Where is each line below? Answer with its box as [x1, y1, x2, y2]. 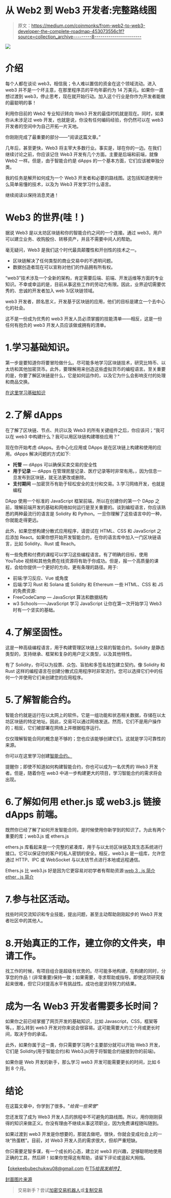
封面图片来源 [5, 1176, 32, 1183]
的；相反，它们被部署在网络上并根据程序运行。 [5, 724, 103, 731]
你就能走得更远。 [5, 517, 41, 523]
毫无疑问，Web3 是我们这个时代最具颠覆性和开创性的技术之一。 [5, 247, 139, 253]
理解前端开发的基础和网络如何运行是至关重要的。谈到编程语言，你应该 [14, 504, 161, 510]
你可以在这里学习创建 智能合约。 [5, 752, 72, 759]
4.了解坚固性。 [5, 627, 68, 638]
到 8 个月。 [5, 1065, 29, 1072]
